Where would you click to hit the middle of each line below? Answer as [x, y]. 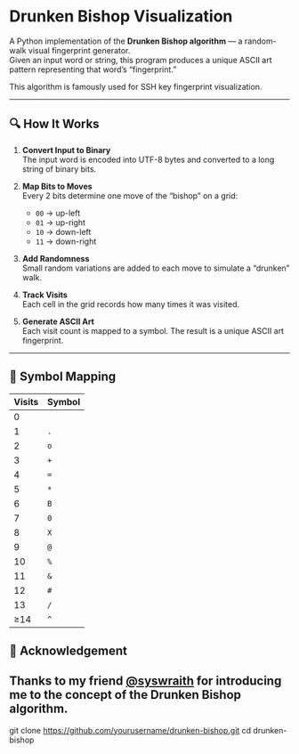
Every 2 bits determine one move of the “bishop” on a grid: [130, 195]
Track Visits [45, 295]
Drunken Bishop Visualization [121, 16]
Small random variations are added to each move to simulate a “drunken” [156, 268]
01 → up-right [61, 222]
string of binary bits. [59, 169]
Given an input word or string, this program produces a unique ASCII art [141, 60]
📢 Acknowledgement [68, 650]
